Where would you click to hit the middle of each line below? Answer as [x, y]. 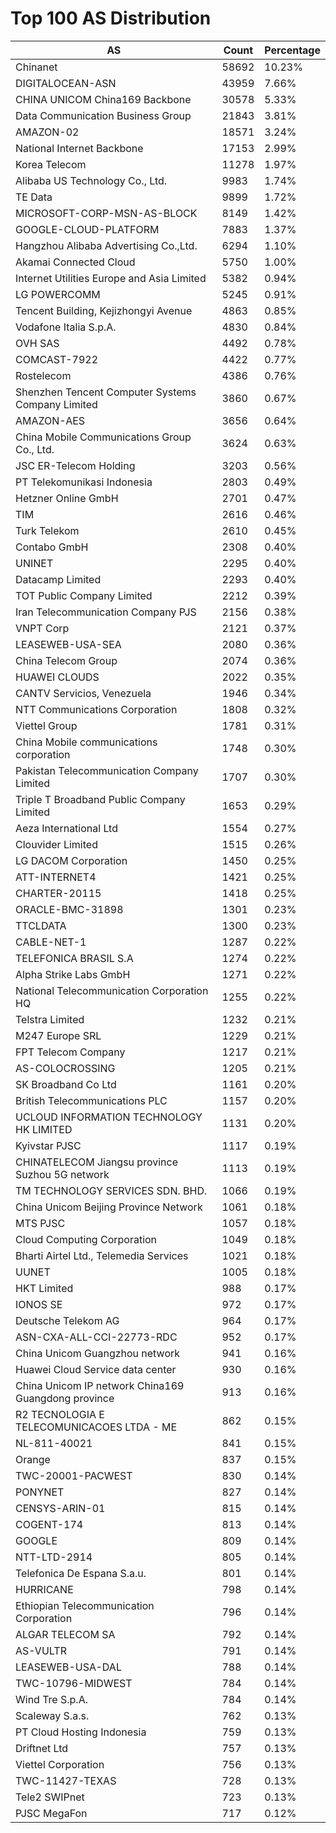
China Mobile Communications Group [103, 437]
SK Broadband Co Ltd [66, 1084]
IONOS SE [39, 1304]
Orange [33, 1459]
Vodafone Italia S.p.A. [66, 327]
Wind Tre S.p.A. [51, 1699]
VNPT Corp [42, 628]
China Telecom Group [66, 660]
